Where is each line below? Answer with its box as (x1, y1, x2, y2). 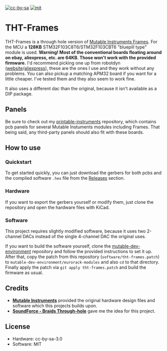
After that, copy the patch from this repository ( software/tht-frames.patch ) (5, 254, 160, 260)
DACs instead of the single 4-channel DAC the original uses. (22, 234, 146, 240)
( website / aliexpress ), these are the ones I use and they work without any (5, 65, 155, 71)
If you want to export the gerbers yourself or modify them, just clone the (5, 199, 154, 205)
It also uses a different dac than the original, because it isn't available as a (5, 85, 157, 91)
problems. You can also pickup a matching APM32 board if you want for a (5, 70, 157, 76)
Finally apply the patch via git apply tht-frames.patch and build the (5, 265, 146, 271)
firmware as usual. (5, 270, 43, 276)
